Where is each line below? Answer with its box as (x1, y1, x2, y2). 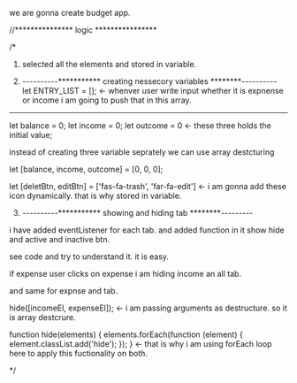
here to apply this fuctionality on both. (9, 349, 148, 358)
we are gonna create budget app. (9, 8, 131, 18)
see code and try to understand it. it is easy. (9, 251, 170, 262)
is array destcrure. (9, 312, 77, 322)
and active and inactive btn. (9, 234, 110, 244)
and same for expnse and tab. (9, 286, 118, 295)
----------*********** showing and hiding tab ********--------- (21, 208, 254, 218)
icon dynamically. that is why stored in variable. (9, 190, 182, 201)
